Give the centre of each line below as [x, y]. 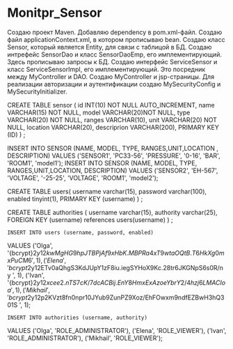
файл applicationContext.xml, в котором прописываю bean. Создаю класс [116, 39]
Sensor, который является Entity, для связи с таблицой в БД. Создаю [110, 47]
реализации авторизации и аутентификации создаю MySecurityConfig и [114, 84]
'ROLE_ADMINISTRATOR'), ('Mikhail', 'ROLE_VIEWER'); [85, 338]
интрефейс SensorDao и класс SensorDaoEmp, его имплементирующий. [115, 54]
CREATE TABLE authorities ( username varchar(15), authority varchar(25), [112, 212]
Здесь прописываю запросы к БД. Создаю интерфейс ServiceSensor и [112, 61]
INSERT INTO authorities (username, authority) [78, 318]
